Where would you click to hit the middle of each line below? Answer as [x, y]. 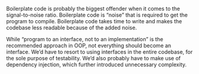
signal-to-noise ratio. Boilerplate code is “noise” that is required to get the [97, 15]
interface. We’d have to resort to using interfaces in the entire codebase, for [99, 52]
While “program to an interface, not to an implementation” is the [85, 39]
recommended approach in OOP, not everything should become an [89, 45]
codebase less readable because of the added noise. [72, 27]
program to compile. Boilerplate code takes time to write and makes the [94, 21]
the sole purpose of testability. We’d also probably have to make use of [94, 58]
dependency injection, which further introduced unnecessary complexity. [97, 64]
